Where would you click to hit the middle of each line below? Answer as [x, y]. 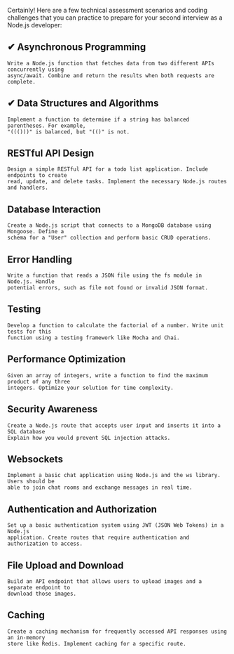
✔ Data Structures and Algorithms [83, 104]
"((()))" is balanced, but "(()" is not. [69, 132]
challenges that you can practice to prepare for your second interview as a [115, 18]
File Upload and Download [66, 565]
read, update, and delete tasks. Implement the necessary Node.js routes [117, 182]
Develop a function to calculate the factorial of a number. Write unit [116, 325]
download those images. [42, 594]
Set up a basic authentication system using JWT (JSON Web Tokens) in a [116, 525]
